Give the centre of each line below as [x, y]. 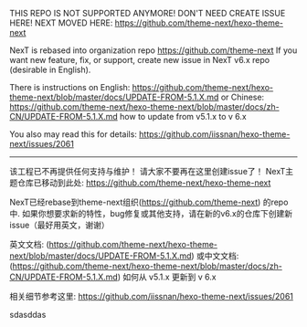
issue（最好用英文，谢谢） [59, 225]
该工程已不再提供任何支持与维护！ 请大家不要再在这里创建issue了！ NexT [148, 171]
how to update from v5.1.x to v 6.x [183, 116]
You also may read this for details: [73, 134]
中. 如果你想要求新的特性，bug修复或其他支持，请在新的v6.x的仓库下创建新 [151, 213]
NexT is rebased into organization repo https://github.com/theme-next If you [153, 50]
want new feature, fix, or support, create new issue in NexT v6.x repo [140, 60]
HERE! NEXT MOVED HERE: [61, 23]
